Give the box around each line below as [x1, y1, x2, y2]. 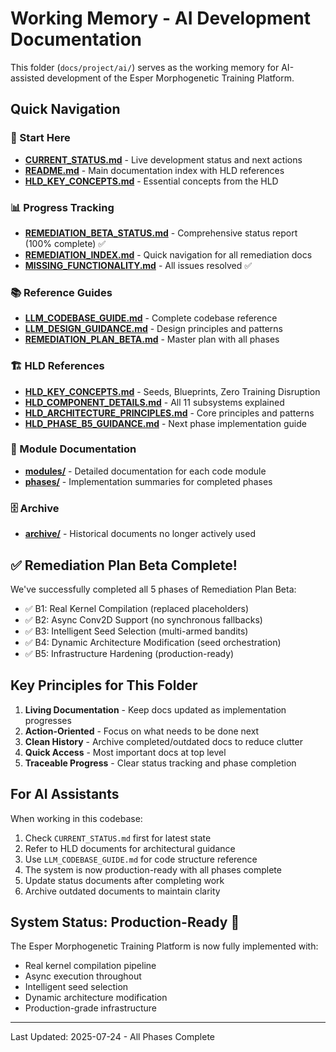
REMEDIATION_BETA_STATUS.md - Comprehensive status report [24, 227, 298, 239]
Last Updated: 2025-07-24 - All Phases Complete [10, 1031, 215, 1043]
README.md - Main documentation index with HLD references [24, 164, 285, 176]
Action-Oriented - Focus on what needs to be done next [24, 725, 260, 737]
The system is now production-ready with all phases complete [24, 863, 282, 876]
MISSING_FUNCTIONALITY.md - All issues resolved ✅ [24, 259, 253, 271]
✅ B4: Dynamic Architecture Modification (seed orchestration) [24, 636, 282, 648]
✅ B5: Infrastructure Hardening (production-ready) [24, 647, 235, 659]
